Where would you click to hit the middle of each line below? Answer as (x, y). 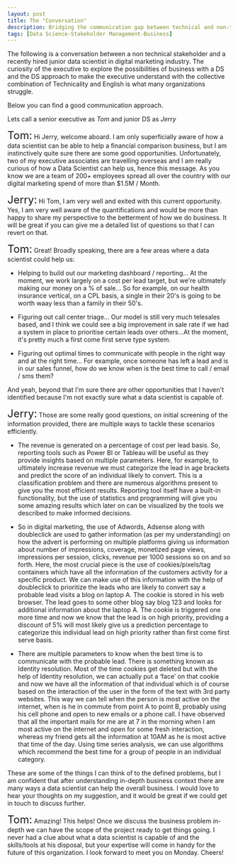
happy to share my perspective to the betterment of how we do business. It (117, 218)
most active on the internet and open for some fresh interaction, (111, 729)
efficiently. (23, 432)
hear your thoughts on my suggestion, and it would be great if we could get (117, 796)
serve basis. (35, 640)
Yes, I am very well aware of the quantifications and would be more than (113, 210)
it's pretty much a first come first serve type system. (94, 340)
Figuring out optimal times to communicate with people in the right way (121, 354)
